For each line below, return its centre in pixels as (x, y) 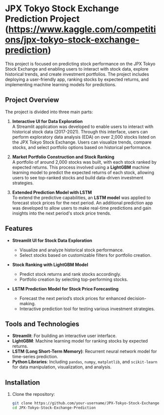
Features (19, 229)
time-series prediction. (35, 357)
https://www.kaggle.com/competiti (82, 29)
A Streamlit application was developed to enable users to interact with (82, 126)
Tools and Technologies (42, 324)
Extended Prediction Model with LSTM (52, 192)
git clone (22, 403)
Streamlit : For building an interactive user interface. (64, 336)
